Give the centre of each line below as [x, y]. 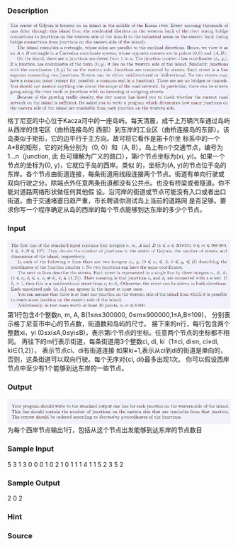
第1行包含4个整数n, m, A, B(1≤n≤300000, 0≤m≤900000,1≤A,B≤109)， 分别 [116, 315]
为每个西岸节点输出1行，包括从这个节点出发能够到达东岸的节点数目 [105, 430]
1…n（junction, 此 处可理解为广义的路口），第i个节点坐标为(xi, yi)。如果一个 [116, 156]
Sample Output [34, 483]
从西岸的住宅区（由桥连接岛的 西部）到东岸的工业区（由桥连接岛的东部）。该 [118, 129]
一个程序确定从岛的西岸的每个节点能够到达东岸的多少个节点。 [116, 209]
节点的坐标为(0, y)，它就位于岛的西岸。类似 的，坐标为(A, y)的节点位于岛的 [117, 165]
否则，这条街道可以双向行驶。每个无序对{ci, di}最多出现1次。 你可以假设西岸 [118, 359]
